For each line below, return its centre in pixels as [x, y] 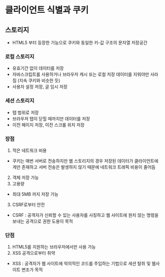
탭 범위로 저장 [25, 112]
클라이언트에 [146, 161]
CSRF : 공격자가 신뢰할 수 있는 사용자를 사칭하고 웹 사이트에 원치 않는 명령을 [85, 215]
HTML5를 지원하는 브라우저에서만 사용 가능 [54, 247]
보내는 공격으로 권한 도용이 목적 [42, 221]
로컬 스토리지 [20, 56]
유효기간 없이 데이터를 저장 [38, 68]
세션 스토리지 [20, 101]
